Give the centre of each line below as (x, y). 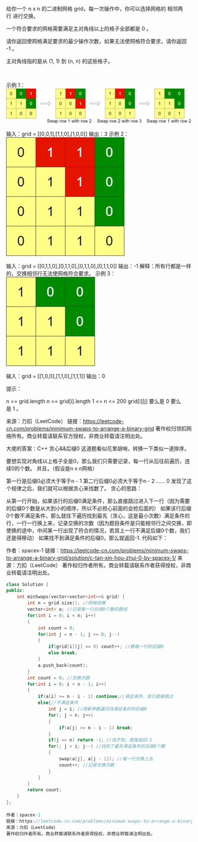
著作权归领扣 (171, 428)
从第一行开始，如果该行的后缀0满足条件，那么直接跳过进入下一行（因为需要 (98, 500)
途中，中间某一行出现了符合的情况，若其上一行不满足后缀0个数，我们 (106, 530)
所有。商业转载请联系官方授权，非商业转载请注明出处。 (78, 435)
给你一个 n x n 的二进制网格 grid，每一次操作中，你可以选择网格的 (86, 9)
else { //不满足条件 (58, 703)
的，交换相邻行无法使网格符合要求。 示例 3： (61, 273)
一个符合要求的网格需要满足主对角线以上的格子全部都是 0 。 (79, 29)
